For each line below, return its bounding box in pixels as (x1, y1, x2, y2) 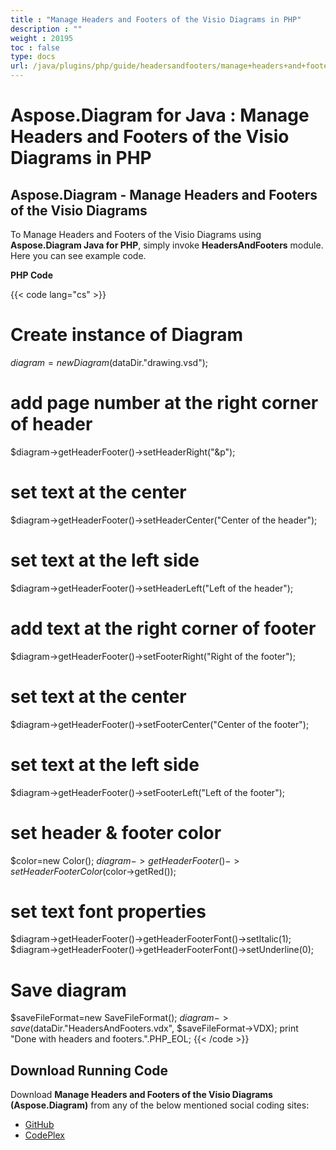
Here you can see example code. (10, 250, 147, 261)
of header (10, 413, 93, 436)
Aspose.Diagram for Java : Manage (10, 104, 310, 127)
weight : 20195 (10, 33, 74, 43)
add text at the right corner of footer (10, 617, 317, 640)
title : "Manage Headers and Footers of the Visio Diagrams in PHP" (10, 14, 302, 25)
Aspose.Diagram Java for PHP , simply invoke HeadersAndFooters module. (10, 239, 324, 251)
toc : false (10, 42, 60, 53)
